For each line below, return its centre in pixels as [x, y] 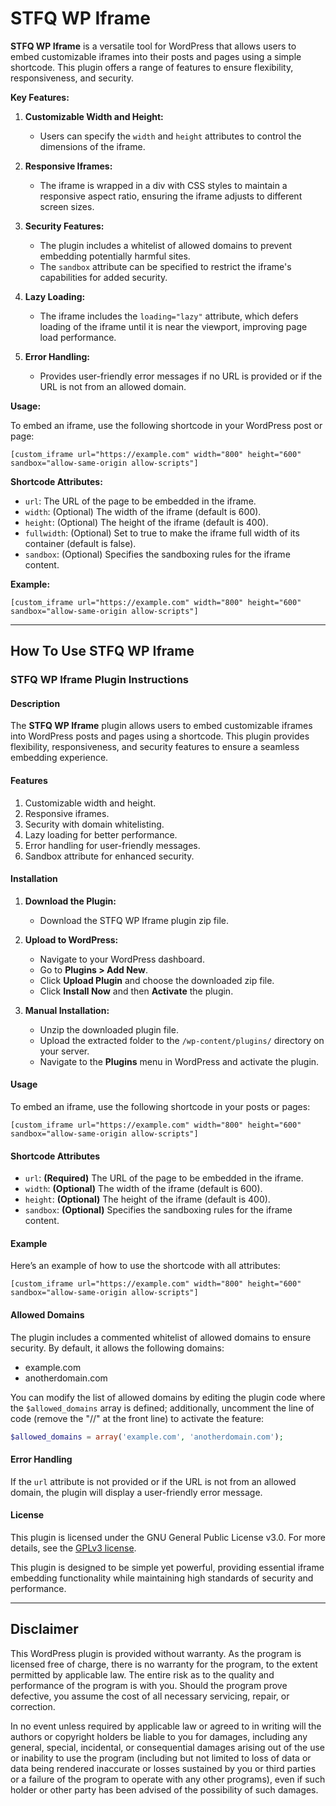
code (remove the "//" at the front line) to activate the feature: [137, 1418]
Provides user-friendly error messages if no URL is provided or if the [181, 376]
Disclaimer [44, 1629]
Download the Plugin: [70, 901]
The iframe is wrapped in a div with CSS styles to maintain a [163, 185]
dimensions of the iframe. [92, 146]
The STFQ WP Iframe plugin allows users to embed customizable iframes [161, 726]
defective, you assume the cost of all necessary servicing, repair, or [150, 1696]
